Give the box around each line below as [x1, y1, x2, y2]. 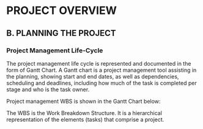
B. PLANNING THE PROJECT [6, 28, 116, 38]
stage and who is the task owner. [6, 86, 90, 93]
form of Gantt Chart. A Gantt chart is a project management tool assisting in [6, 66, 197, 74]
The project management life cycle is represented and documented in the [6, 60, 191, 67]
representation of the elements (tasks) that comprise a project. [6, 116, 164, 123]
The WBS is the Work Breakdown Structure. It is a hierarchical [6, 109, 162, 116]
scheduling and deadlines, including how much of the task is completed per [6, 79, 197, 86]
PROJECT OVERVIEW [6, 4, 117, 18]
